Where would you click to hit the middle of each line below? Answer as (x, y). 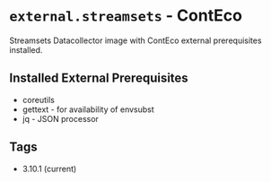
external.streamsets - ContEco (126, 16)
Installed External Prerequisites (99, 78)
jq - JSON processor (60, 118)
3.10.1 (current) (49, 169)
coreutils (39, 100)
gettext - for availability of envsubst (88, 109)
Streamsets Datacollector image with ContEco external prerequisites (135, 40)
